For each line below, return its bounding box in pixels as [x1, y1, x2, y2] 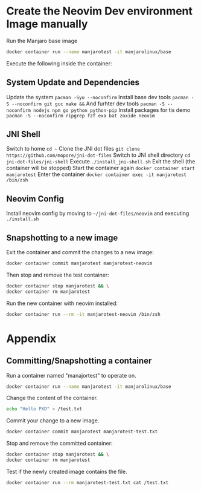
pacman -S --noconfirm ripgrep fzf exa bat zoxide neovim [6, 113, 155, 119]
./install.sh [6, 216, 39, 222]
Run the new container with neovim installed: [6, 300, 118, 307]
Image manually [6, 17, 88, 31]
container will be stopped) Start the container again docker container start [6, 165, 195, 172]
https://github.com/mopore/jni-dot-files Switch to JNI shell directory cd [6, 151, 190, 159]
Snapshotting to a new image [6, 232, 118, 243]
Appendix [6, 332, 56, 346]
